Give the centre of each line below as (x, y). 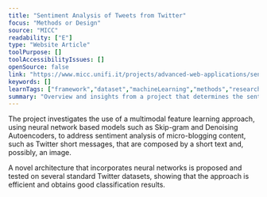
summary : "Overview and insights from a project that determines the (126, 97)
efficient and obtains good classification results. (87, 185)
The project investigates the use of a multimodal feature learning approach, (132, 119)
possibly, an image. (40, 153)
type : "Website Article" (49, 45)
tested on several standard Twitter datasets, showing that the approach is (129, 176)
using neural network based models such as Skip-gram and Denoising (123, 127)
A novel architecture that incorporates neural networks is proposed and (125, 168)
